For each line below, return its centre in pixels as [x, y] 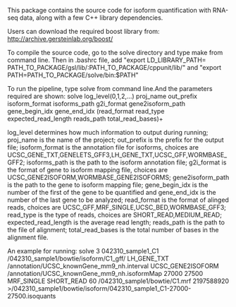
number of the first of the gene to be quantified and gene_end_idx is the [112, 192]
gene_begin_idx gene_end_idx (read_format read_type [86, 111]
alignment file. [28, 237]
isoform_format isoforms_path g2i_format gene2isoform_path [96, 104]
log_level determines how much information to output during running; [108, 132]
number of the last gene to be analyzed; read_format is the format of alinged [118, 200]
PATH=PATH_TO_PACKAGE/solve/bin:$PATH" [73, 75]
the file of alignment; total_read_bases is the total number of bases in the [113, 230]
